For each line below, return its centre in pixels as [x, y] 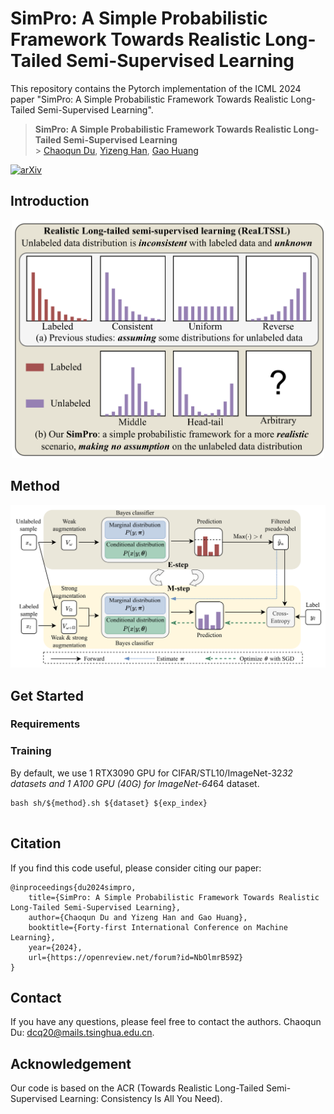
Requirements [45, 724]
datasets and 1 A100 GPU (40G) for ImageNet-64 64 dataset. [135, 783]
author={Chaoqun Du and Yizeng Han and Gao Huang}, [138, 917]
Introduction [50, 201]
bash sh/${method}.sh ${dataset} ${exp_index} [109, 803]
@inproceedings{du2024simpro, [73, 887]
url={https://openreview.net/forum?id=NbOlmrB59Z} [136, 957]
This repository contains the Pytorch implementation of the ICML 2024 [156, 88]
